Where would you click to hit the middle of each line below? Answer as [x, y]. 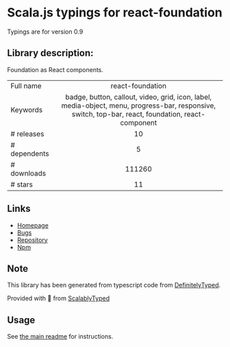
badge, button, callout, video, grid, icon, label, [139, 97]
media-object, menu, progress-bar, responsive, [139, 106]
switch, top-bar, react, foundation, [127, 114]
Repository [32, 240]
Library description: [50, 53]
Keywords [27, 110]
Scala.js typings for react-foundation [115, 13]
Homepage [33, 225]
